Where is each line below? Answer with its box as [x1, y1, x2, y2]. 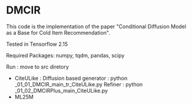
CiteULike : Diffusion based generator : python [14, 74, 128, 82]
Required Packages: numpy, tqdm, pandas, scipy [6, 52, 125, 59]
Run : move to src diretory [6, 63, 69, 70]
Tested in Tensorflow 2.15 [6, 40, 68, 48]
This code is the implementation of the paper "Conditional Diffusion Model [6, 23, 187, 30]
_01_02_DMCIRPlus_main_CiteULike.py [14, 87, 108, 94]
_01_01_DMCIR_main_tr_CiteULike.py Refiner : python [14, 80, 143, 88]
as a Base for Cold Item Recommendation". [6, 29, 110, 36]
